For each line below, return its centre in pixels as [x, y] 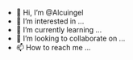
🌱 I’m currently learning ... [59, 30]
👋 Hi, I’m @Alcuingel [50, 13]
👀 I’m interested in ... [50, 21]
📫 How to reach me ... [53, 47]
